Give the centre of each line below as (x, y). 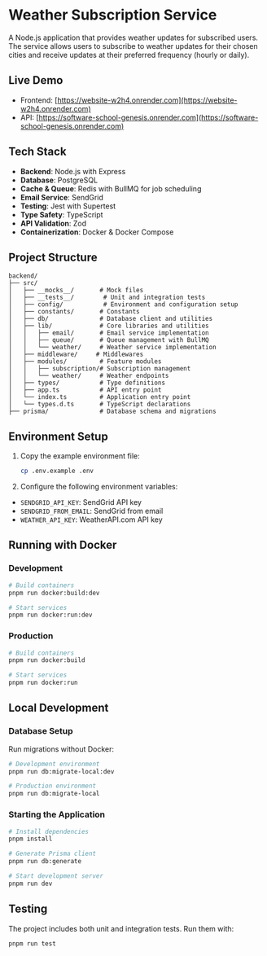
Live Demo (36, 80)
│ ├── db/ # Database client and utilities (111, 319)
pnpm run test (33, 943)
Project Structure (53, 257)
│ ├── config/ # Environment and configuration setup (123, 305)
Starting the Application (57, 814)
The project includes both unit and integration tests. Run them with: (121, 928)
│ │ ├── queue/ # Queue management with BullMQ (109, 340)
